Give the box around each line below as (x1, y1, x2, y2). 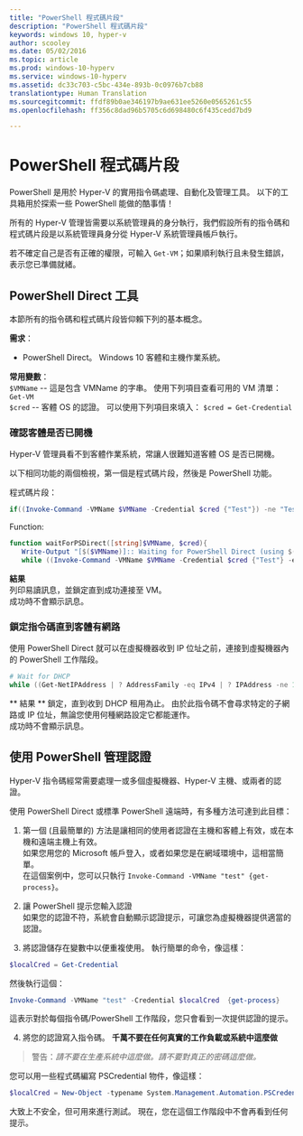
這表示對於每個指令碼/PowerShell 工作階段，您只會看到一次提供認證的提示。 (9, 1013, 293, 1024)
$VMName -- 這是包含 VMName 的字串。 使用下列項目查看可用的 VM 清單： (9, 383, 282, 393)
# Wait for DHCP (9, 672, 70, 682)
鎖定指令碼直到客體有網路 (9, 620, 121, 633)
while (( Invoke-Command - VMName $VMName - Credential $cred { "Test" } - (21, 555, 293, 564)
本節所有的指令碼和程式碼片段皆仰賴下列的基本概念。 (9, 313, 207, 324)
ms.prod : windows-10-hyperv (9, 64, 115, 73)
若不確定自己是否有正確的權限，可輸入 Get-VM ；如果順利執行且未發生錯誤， (9, 247, 289, 258)
